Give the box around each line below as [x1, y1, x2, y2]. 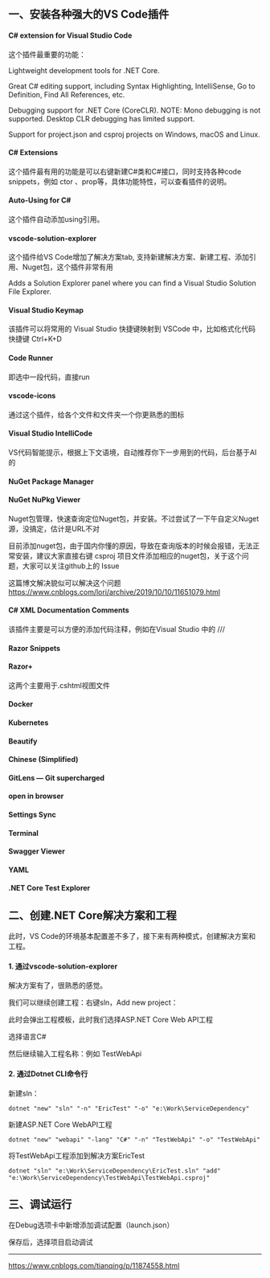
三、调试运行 [8, 1197, 72, 1211]
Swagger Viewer [8, 846, 66, 856]
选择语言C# [8, 1032, 47, 1042]
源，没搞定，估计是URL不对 [8, 523, 100, 533]
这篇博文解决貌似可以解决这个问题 [8, 578, 121, 588]
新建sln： [8, 1088, 40, 1098]
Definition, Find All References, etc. [8, 89, 125, 99]
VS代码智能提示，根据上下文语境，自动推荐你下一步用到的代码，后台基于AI [8, 448, 257, 457]
